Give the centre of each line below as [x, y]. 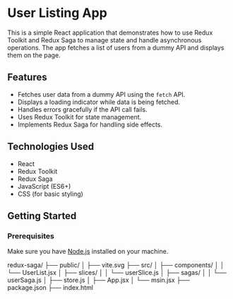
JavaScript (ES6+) [44, 186]
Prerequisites [31, 236]
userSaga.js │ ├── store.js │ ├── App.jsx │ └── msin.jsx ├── [99, 280]
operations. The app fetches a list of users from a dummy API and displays [116, 47]
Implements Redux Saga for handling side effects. [90, 124]
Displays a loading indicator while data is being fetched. [99, 102]
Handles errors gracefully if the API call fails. [82, 109]
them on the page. [34, 55]
